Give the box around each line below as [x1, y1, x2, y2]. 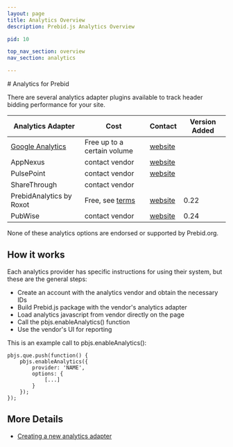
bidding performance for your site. [7, 101, 105, 108]
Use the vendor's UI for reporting [17, 325, 112, 333]
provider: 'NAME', [32, 364, 85, 371]
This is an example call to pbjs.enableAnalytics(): [7, 338, 147, 347]
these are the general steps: [7, 275, 88, 283]
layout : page [7, 10, 45, 17]
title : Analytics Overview [7, 17, 85, 24]
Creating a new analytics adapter [17, 432, 112, 440]
